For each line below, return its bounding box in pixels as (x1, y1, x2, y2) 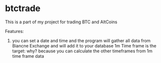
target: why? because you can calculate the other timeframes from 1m (12, 48, 153, 54)
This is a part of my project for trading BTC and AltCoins (5, 19, 118, 25)
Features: (5, 28, 24, 34)
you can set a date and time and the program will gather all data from (12, 37, 151, 44)
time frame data (12, 53, 44, 59)
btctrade (5, 3, 40, 14)
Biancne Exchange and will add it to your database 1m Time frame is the (12, 43, 157, 48)
